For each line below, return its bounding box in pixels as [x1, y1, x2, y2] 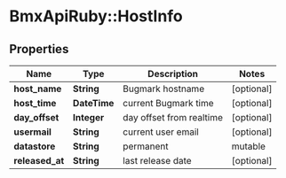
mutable [231, 140, 266, 152]
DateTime [72, 97, 115, 109]
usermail [13, 126, 52, 138]
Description [147, 68, 198, 80]
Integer [72, 112, 105, 123]
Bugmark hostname [123, 82, 205, 95]
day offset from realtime [123, 112, 224, 123]
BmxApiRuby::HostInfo [9, 6, 184, 27]
